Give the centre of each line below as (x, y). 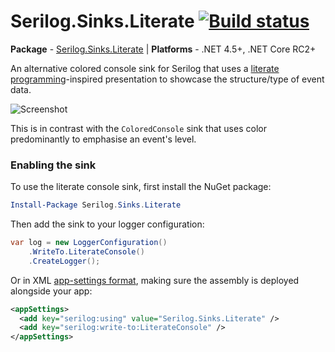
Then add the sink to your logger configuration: (107, 224)
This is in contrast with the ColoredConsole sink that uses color (138, 128)
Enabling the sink (53, 165)
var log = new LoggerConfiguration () (89, 243)
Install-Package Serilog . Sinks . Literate (96, 205)
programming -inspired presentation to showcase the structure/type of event (167, 79)
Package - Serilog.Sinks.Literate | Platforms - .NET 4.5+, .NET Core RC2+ (163, 49)
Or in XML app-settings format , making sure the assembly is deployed (155, 280)
